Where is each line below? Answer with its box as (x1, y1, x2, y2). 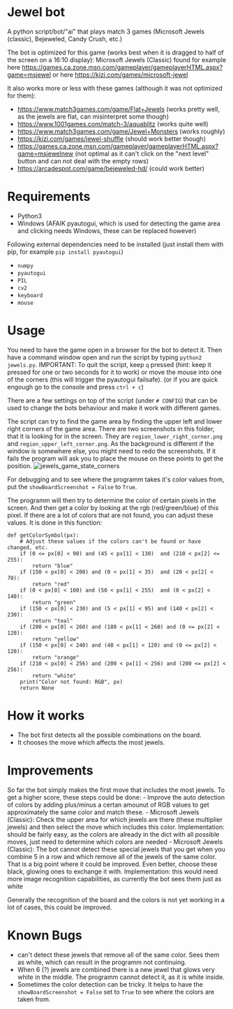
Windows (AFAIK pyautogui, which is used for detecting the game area (17, 219, 221, 227)
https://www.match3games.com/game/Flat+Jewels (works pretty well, (17, 105, 220, 113)
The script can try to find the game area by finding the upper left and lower (7, 417, 223, 426)
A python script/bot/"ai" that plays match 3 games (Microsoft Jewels (7, 27, 204, 36)
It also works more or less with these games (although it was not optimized (7, 84, 223, 92)
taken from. (17, 995, 51, 1003)
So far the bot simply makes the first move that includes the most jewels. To (7, 786, 225, 794)
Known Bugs (7, 927, 82, 943)
